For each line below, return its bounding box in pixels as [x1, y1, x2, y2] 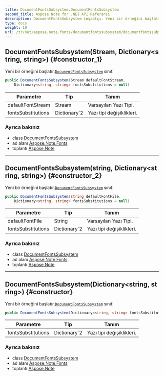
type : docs [5, 20, 27, 26]
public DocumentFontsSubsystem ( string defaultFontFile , [5, 194, 121, 199]
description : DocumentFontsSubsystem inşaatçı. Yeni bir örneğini [5, 16, 143, 21]
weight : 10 [5, 25, 27, 30]
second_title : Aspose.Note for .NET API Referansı [5, 12, 110, 17]
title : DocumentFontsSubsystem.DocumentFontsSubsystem [5, 7, 119, 12]
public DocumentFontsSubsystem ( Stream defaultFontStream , [5, 77, 125, 83]
